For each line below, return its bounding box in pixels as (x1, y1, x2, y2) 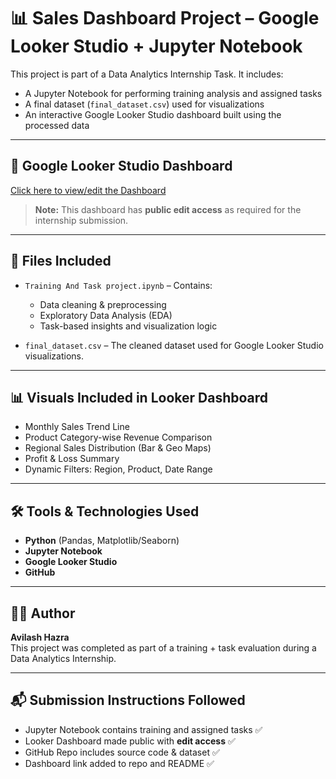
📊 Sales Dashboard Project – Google (10, 7, 320, 30)
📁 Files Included (10, 253, 112, 270)
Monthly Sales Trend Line (24, 421, 130, 433)
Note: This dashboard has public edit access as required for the (34, 203, 302, 215)
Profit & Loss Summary (24, 453, 120, 465)
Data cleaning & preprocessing (39, 298, 167, 310)
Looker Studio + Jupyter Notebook (10, 35, 303, 58)
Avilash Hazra (10, 631, 70, 643)
